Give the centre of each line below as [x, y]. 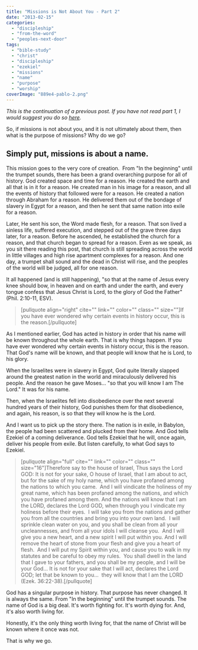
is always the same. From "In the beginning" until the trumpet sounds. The [96, 598]
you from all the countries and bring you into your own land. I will [100, 518]
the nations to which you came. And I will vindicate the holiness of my [106, 486]
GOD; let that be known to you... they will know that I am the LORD [102, 575]
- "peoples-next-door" [39, 39]
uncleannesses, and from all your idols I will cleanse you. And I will [103, 530]
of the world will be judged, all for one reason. [62, 268]
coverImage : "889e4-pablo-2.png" [47, 94]
